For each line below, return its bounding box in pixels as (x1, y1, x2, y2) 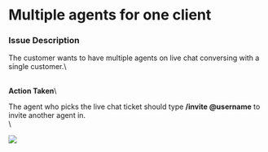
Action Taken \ (8, 86, 57, 96)
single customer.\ (8, 62, 67, 72)
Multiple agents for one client (8, 6, 212, 24)
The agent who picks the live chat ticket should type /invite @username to (8, 102, 261, 111)
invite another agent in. (8, 111, 86, 120)
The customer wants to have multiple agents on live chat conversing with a (8, 53, 260, 63)
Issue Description (8, 35, 80, 46)
